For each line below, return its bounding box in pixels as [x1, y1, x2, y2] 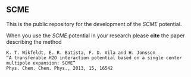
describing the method [6, 38, 62, 45]
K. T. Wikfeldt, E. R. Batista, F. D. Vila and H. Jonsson [6, 50, 156, 56]
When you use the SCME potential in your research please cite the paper [6, 32, 186, 39]
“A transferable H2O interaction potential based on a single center [6, 54, 183, 61]
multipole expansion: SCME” [6, 60, 76, 66]
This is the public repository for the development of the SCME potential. [6, 20, 182, 27]
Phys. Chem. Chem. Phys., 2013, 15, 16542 [6, 65, 113, 71]
